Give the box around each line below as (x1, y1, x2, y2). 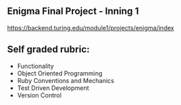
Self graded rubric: (7, 44, 90, 56)
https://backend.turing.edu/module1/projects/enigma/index (7, 23, 174, 32)
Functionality (17, 62, 54, 70)
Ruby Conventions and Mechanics (17, 76, 115, 84)
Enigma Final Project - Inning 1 (7, 5, 139, 17)
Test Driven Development (17, 84, 89, 92)
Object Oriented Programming (17, 69, 103, 78)
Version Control (17, 91, 62, 99)
